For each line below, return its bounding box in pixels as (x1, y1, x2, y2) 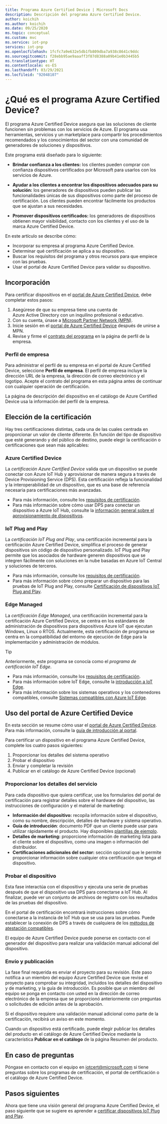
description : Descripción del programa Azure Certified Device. (5, 12, 142, 17)
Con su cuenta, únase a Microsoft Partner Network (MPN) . (12, 317, 133, 323)
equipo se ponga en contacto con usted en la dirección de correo (5, 991, 140, 997)
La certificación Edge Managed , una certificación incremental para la (5, 612, 148, 618)
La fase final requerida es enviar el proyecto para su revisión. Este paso (5, 969, 152, 975)
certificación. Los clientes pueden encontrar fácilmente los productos (12, 198, 156, 204)
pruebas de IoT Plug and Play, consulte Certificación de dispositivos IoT (12, 583, 160, 589)
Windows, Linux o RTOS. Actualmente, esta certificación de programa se (5, 628, 155, 634)
